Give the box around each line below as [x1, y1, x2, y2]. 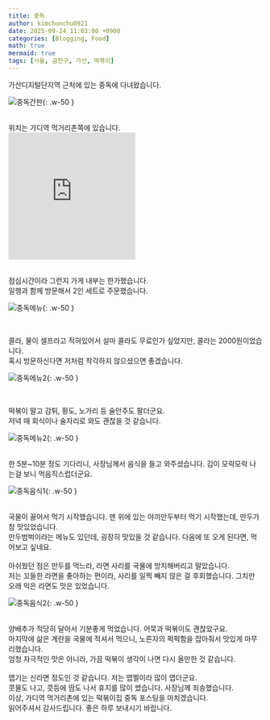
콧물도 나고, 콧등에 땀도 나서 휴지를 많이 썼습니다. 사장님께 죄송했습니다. [8, 683, 234, 693]
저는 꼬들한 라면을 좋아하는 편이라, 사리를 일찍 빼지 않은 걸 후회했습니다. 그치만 [8, 571, 255, 580]
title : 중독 [8, 11, 46, 20]
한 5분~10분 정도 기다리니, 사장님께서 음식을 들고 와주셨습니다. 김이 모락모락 [8, 458, 248, 468]
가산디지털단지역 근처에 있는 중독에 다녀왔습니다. [8, 80, 162, 90]
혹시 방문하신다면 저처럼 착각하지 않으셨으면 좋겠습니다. [8, 356, 183, 366]
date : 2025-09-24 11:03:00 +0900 [8, 27, 121, 35]
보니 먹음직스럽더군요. [23, 469, 93, 479]
